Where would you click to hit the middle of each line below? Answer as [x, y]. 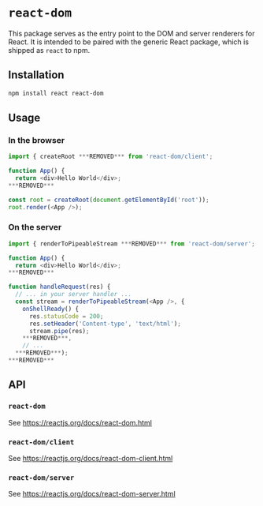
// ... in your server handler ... [74, 294]
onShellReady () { [51, 309]
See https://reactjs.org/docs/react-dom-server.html [92, 494]
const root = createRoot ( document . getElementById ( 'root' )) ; [109, 200]
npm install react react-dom [56, 93]
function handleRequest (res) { [59, 287]
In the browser [37, 140]
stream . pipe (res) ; [59, 331]
